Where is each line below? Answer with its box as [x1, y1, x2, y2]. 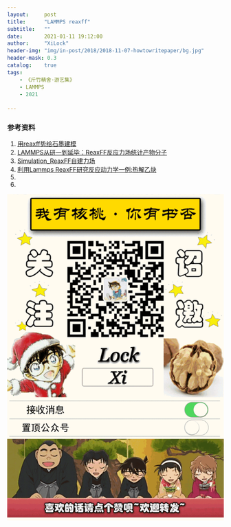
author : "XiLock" [7, 40, 69, 47]
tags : [7, 69, 23, 76]
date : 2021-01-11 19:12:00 [7, 33, 103, 40]
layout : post [7, 11, 57, 18]
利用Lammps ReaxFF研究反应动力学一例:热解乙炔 [16, 166, 157, 174]
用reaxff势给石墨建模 [16, 139, 77, 148]
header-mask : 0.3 [7, 55, 57, 62]
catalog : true [7, 62, 57, 69]
